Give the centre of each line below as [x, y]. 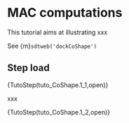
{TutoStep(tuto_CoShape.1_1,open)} [58, 85]
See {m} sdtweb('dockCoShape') [52, 46]
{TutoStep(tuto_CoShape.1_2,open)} [59, 112]
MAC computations [65, 13]
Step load [29, 68]
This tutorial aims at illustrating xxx [57, 32]
